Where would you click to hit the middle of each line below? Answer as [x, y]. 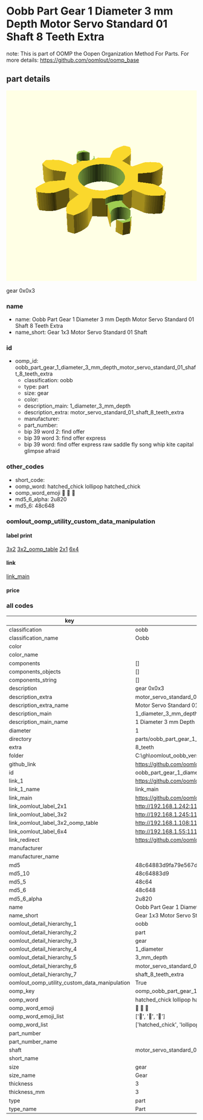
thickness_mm [27, 1092]
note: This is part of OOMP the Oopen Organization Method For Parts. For [98, 53]
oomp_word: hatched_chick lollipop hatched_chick [78, 486]
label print [19, 536]
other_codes [25, 467]
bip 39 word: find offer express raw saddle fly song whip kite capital [109, 444]
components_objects [35, 671]
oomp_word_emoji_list [36, 1017]
